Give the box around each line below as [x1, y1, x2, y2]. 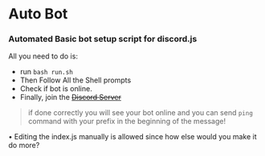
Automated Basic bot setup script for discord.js [8, 34, 198, 45]
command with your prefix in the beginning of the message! [27, 117, 226, 126]
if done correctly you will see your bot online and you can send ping [27, 108, 253, 118]
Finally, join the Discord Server [19, 93, 122, 102]
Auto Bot [8, 5, 68, 23]
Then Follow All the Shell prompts [19, 75, 132, 85]
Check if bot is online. [19, 84, 92, 94]
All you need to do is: [8, 51, 79, 61]
